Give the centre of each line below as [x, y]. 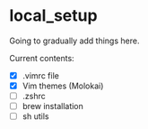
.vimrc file [41, 75]
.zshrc [34, 97]
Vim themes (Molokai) [63, 86]
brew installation [52, 106]
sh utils [35, 116]
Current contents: [42, 58]
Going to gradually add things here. [74, 41]
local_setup [53, 16]
